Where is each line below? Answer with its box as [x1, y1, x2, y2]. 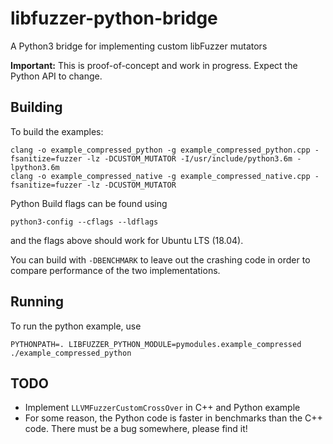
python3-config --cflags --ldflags [10, 217, 159, 227]
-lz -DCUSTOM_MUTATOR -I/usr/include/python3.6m [86, 153, 293, 164]
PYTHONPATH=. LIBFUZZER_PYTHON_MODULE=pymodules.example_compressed [10, 339, 302, 349]
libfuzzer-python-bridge [10, 7, 218, 30]
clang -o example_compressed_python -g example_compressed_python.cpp [10, 145, 311, 155]
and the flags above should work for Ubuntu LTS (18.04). [10, 234, 244, 246]
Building [10, 99, 63, 116]
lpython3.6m [10, 162, 60, 172]
